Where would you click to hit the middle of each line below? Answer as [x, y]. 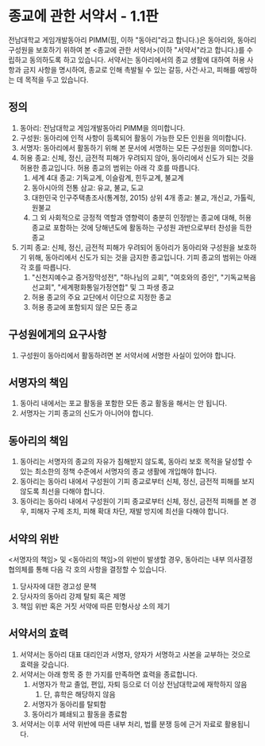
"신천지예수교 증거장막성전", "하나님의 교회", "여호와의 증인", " [128, 277]
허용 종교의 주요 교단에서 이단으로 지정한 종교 [102, 297]
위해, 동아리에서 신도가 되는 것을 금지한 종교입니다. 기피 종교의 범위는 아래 [142, 257]
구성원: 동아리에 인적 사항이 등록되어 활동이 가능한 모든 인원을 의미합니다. [133, 138]
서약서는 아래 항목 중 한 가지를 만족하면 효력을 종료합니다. [109, 674]
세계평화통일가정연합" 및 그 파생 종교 [117, 287]
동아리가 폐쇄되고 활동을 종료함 [79, 714]
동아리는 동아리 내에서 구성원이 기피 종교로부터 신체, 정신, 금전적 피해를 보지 [137, 482]
